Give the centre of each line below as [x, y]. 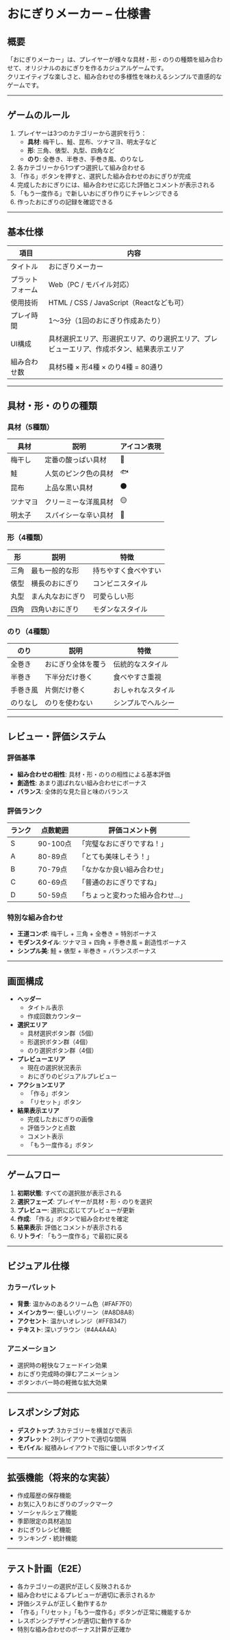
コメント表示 [45, 1136]
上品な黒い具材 [69, 487]
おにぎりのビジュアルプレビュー [72, 1076]
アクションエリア [41, 1085]
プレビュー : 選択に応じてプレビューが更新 [76, 1210]
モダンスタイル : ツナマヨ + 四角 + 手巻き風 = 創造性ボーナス [102, 943]
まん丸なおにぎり [59, 596]
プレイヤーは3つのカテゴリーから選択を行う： [82, 133]
